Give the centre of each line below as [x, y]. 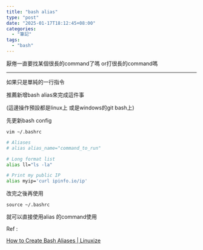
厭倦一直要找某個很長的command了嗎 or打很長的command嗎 [82, 63]
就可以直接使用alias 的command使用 [52, 217]
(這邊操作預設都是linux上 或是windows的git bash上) [70, 107]
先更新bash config [29, 120]
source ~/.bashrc [28, 205]
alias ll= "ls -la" [29, 165]
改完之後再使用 [25, 193]
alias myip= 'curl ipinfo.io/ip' [47, 181]
